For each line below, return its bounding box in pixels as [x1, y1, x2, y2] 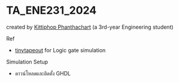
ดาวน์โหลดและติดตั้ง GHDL [14, 69, 71, 77]
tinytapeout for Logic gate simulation [14, 46, 106, 54]
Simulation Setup [6, 58, 48, 65]
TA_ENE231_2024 [6, 4, 97, 17]
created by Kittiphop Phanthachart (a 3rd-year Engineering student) [6, 23, 174, 31]
